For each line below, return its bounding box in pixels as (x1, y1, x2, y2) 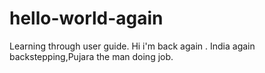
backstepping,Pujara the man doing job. (9, 50, 174, 62)
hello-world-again (9, 7, 164, 30)
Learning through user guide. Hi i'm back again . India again (9, 40, 256, 52)
